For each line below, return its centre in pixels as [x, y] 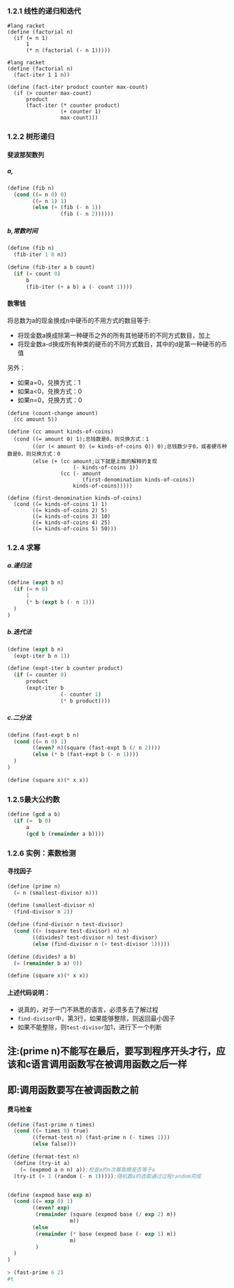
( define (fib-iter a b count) [51, 267]
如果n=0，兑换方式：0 [50, 399]
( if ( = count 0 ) [37, 274]
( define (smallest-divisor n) [51, 905]
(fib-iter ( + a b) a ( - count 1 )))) [79, 287]
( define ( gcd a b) [34, 814]
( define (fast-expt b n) [43, 735]
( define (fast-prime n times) [51, 1124]
